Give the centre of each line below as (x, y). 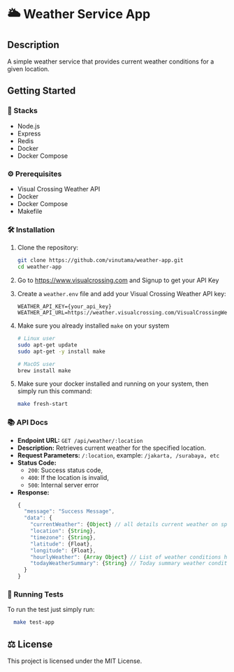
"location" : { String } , (63, 531)
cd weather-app (39, 267)
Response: (33, 492)
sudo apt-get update (47, 345)
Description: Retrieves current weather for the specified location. (111, 448)
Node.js (29, 126)
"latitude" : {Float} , (61, 544)
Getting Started (42, 91)
